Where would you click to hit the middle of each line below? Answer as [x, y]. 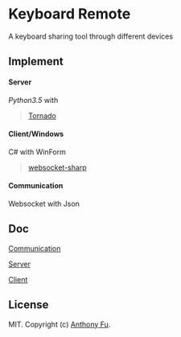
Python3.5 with [33, 100]
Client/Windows [36, 134]
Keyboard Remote [70, 14]
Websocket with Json [44, 203]
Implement [36, 62]
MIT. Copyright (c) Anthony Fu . [60, 324]
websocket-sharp [57, 167]
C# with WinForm [37, 152]
